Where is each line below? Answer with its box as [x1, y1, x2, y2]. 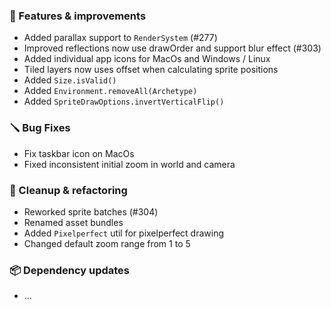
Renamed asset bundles [23, 216, 124, 228]
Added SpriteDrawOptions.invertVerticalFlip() [23, 95, 225, 108]
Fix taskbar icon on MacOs [23, 147, 135, 159]
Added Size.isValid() [23, 74, 117, 86]
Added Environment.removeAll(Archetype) [23, 85, 198, 97]
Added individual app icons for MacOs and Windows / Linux [23, 53, 271, 65]
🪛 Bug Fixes [9, 121, 71, 135]
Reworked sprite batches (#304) [23, 205, 159, 218]
